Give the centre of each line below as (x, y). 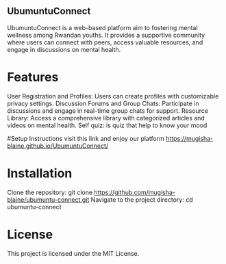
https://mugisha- (189, 138)
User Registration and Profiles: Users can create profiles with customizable (113, 96)
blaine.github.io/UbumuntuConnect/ (58, 146)
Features (33, 77)
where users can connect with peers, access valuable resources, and (105, 42)
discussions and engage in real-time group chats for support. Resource (108, 110)
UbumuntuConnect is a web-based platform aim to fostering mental (102, 27)
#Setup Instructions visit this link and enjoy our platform (86, 138)
